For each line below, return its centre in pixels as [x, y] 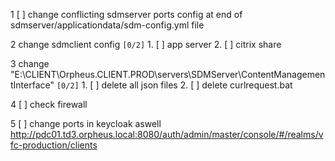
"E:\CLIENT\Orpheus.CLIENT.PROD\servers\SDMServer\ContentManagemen [168, 74]
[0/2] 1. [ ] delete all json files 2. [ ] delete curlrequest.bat [174, 85]
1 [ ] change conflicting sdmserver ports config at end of [126, 14]
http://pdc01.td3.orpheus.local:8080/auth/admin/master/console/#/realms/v [167, 134]
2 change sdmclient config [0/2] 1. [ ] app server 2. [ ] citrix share [146, 44]
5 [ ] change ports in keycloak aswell [86, 123]
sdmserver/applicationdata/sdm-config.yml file [107, 25]
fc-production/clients [54, 145]
